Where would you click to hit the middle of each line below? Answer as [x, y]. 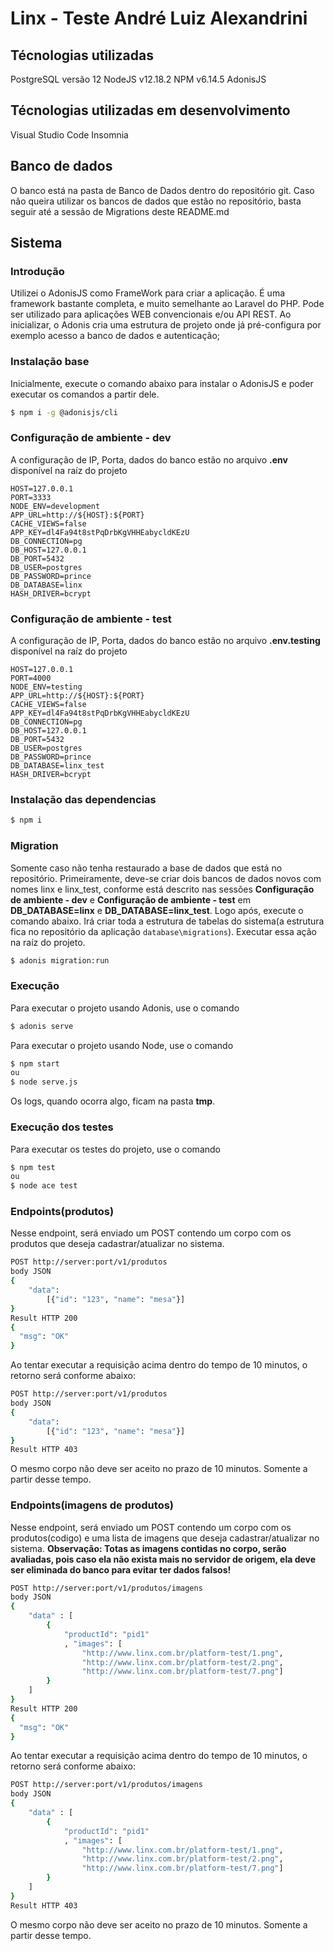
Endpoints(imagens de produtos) [92, 1505]
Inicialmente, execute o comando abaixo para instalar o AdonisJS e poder [162, 383]
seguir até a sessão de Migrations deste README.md [120, 211]
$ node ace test [44, 1186]
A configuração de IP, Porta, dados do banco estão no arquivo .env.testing [165, 641]
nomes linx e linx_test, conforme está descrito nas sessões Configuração [162, 889]
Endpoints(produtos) [62, 1212]
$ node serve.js [44, 1082]
